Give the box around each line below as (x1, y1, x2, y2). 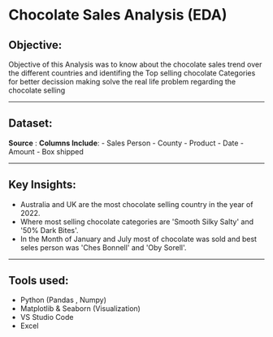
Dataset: (8, 116, 53, 131)
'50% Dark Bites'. (19, 225, 79, 235)
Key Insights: (8, 178, 77, 192)
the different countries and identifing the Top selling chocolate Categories (8, 68, 256, 78)
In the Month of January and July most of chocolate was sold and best (19, 234, 258, 244)
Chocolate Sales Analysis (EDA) (8, 6, 227, 24)
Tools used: (8, 274, 69, 287)
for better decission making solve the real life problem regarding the (8, 77, 236, 86)
